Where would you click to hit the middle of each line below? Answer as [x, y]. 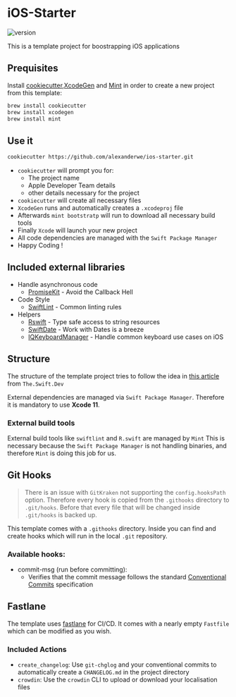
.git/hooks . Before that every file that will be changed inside [112, 507]
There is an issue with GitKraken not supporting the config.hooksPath [125, 492]
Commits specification [61, 585]
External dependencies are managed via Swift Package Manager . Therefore [116, 397]
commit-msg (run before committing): [72, 569]
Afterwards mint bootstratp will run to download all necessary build [116, 216]
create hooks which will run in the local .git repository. [87, 536]
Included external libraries [66, 267]
